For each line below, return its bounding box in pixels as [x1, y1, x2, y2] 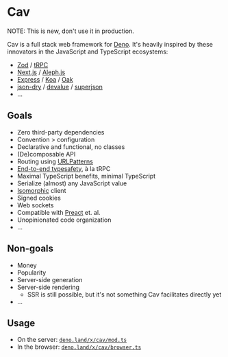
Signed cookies [16, 194, 62, 202]
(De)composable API [16, 150, 76, 158]
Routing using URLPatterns [16, 157, 94, 165]
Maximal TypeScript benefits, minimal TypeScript [16, 172, 156, 180]
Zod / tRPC [16, 60, 49, 69]
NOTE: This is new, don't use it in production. [7, 27, 135, 35]
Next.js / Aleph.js [16, 68, 66, 76]
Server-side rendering [16, 283, 80, 291]
